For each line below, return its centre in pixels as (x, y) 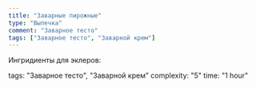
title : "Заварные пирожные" (55, 15)
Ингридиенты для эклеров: (55, 60)
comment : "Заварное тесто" (53, 30)
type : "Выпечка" (35, 23)
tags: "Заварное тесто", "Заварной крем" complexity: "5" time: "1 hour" (128, 75)
